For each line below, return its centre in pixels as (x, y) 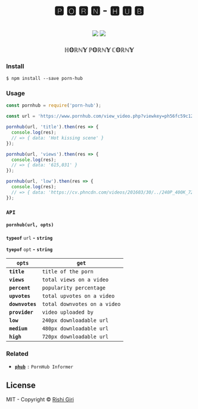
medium (18, 328)
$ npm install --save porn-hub (44, 79)
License (21, 385)
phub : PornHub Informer (44, 367)
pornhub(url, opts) (30, 225)
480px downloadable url (75, 328)
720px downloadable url (75, 336)
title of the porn (68, 271)
